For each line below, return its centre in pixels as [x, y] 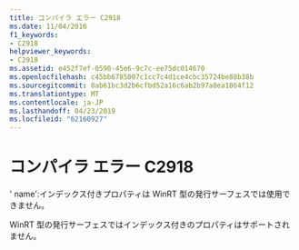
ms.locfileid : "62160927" [58, 119]
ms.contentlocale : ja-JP [56, 102]
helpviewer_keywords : [50, 52]
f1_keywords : [34, 35]
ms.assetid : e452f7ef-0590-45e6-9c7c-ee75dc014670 [107, 69]
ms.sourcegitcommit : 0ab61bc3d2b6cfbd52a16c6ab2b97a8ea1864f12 [132, 85]
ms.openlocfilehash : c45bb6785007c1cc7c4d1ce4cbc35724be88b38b [132, 77]
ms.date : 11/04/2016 [49, 26]
